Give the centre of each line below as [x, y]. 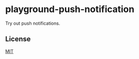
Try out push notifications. [33, 23]
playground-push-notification [70, 9]
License [18, 39]
